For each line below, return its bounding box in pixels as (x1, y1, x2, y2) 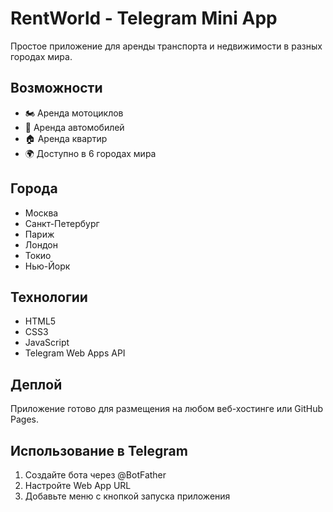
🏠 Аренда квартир (24, 132, 108, 144)
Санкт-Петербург (24, 217, 100, 229)
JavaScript (24, 337, 70, 349)
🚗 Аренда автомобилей (24, 121, 125, 133)
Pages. (10, 413, 39, 426)
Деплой (10, 376, 63, 393)
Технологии (10, 288, 88, 306)
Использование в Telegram (10, 442, 188, 459)
